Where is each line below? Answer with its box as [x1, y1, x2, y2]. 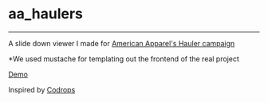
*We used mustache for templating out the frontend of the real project [8, 53, 239, 64]
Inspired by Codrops [8, 84, 76, 94]
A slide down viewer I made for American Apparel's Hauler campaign [8, 38, 235, 48]
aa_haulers [8, 5, 84, 23]
